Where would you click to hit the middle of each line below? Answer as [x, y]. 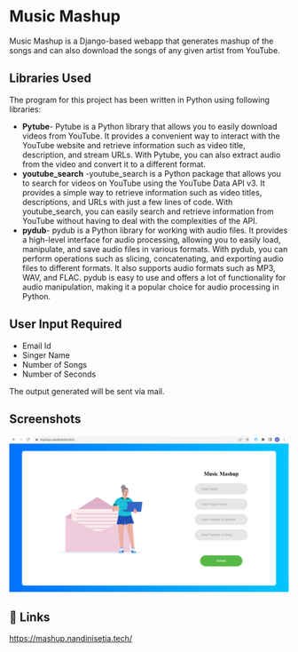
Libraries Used [50, 79]
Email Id [36, 346]
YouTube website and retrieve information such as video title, [133, 145]
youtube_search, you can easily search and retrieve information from [148, 211]
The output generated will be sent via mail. [87, 391]
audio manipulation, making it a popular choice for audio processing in [150, 287]
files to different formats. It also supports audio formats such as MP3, [149, 267]
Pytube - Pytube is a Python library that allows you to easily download [149, 126]
